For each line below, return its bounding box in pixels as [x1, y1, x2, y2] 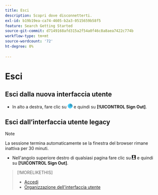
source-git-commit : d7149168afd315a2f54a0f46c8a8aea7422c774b [5, 28, 134, 34]
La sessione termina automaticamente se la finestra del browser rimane [5, 140, 148, 146]
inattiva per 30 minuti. [5, 146, 49, 152]
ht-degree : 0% [5, 44, 34, 49]
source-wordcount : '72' [5, 39, 53, 44]
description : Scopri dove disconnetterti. [5, 13, 92, 18]
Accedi [24, 179, 39, 185]
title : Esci [5, 8, 29, 13]
